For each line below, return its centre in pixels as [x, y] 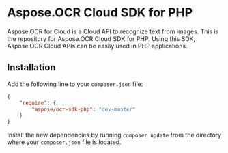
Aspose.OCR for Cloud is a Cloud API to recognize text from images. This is [113, 31]
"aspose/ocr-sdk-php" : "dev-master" [84, 109]
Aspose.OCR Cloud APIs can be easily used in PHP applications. [97, 46]
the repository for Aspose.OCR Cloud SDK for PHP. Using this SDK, [101, 38]
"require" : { [38, 103]
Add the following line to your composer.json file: [75, 84]
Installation [31, 67]
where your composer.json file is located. [64, 142]
